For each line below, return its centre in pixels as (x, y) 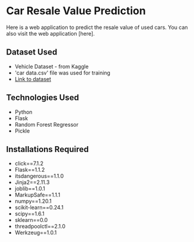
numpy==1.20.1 (33, 201)
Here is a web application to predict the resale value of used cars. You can (97, 27)
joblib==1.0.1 (30, 189)
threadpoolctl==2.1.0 (40, 227)
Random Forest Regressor (47, 124)
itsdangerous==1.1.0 (39, 176)
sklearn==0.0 (31, 220)
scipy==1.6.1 (29, 214)
